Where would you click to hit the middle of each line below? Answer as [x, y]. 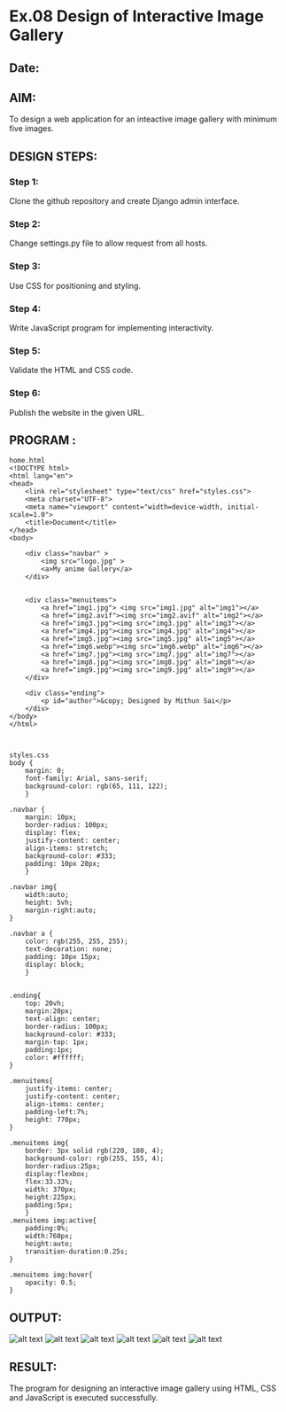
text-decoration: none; [69, 949]
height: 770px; [53, 1120]
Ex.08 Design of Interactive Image [136, 16]
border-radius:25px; [63, 1166]
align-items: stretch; [67, 848]
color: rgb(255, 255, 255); [77, 941]
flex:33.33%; [49, 1182]
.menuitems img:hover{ [51, 1275]
